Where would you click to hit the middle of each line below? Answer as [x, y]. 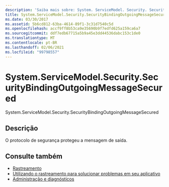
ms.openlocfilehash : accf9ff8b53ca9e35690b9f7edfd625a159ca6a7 [73, 29]
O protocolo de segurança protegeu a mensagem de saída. [66, 140]
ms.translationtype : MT [30, 38]
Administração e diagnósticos [43, 179]
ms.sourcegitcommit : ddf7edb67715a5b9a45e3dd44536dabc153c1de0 [73, 33]
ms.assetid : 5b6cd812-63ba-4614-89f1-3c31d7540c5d [59, 24]
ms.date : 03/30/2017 [27, 19]
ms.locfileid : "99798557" [32, 52]
